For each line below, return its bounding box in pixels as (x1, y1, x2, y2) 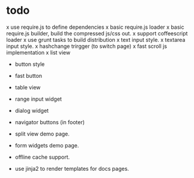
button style (14, 61, 45, 68)
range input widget (14, 95, 62, 102)
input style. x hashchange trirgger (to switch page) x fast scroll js (6, 43, 167, 50)
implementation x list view (6, 49, 71, 56)
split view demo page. (14, 130, 70, 137)
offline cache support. (14, 153, 70, 161)
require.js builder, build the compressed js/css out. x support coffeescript (6, 29, 188, 37)
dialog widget (14, 107, 49, 114)
